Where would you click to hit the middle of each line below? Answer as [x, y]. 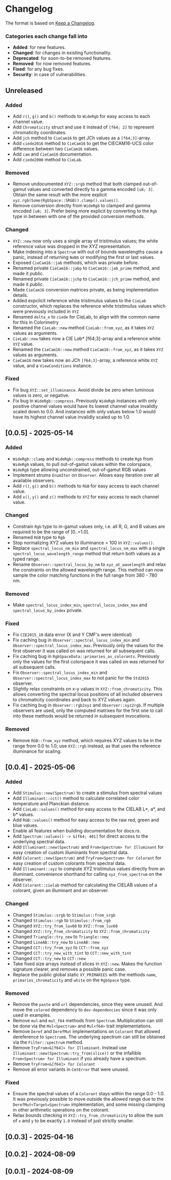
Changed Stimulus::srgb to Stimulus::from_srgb [64, 915]
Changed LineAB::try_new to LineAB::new [56, 942]
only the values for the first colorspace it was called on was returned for [89, 662]
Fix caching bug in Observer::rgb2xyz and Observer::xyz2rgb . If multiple [88, 705]
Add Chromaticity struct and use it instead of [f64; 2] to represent [83, 127]
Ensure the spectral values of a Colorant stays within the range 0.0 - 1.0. [89, 1094]
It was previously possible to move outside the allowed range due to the [88, 1099]
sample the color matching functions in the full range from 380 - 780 [85, 575]
